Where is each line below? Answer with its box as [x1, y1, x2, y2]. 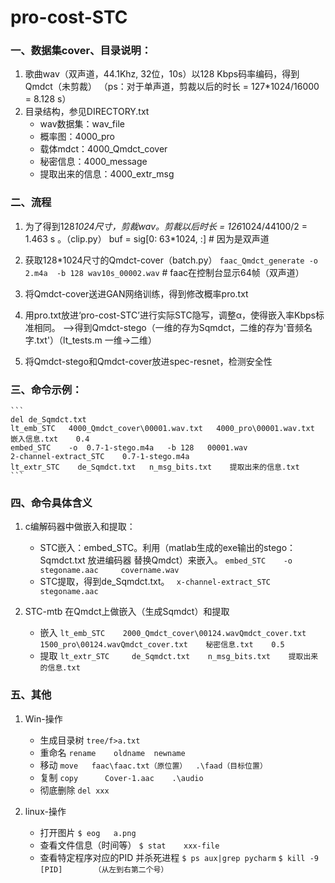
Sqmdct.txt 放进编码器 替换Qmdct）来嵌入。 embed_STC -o [39, 554, 293, 566]
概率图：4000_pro [39, 131, 115, 143]
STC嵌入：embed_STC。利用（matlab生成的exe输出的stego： [39, 542, 297, 554]
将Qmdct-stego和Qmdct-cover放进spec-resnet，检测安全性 [24, 355, 273, 367]
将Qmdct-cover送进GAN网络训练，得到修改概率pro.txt [24, 287, 249, 300]
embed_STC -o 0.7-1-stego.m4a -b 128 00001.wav [10, 443, 248, 453]
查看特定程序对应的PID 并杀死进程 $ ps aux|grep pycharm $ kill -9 [39, 851, 319, 863]
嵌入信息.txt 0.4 [10, 434, 90, 445]
